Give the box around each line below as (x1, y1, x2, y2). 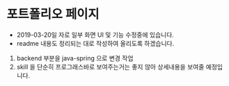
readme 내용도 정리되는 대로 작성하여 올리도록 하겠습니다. (16, 39, 175, 47)
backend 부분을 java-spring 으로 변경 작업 (16, 53, 134, 62)
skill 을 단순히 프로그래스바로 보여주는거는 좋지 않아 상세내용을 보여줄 (16, 62, 205, 71)
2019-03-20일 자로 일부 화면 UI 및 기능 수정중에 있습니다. (16, 31, 175, 39)
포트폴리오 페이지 (6, 6, 100, 22)
